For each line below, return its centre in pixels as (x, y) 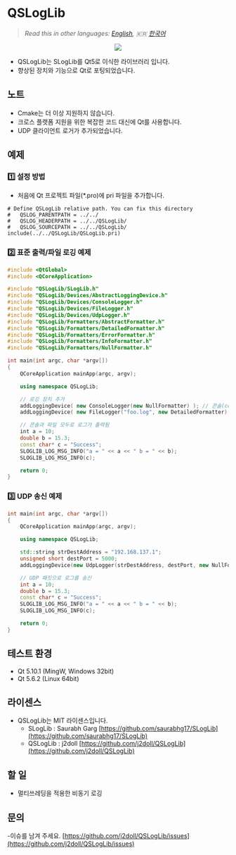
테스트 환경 (30, 654)
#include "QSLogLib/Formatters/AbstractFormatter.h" (86, 322)
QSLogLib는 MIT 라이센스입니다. (63, 720)
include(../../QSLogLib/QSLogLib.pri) (64, 234)
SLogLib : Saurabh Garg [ (65, 729)
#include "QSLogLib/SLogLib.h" (53, 289)
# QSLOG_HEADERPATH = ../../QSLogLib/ (67, 221)
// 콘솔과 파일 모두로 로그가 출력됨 (65, 425)
